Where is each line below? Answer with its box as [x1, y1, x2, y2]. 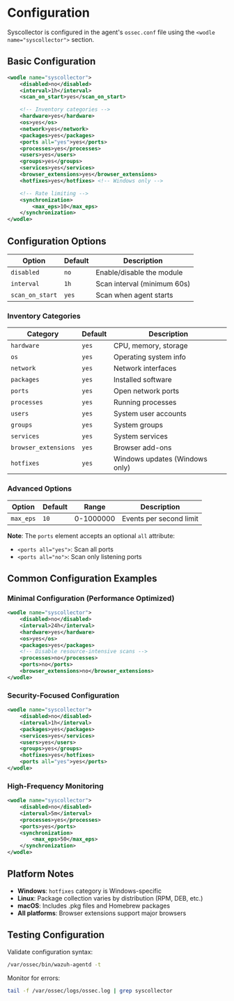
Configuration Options [7, 235, 107, 247]
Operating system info [114, 352, 187, 362]
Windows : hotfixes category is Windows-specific [17, 887, 162, 895]
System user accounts [114, 409, 187, 419]
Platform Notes [7, 868, 75, 880]
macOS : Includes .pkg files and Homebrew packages [17, 901, 171, 910]
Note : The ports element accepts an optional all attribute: [7, 531, 175, 540]
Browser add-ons [114, 443, 172, 452]
